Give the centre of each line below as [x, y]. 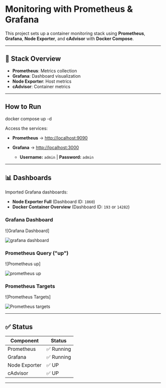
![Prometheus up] [23, 264]
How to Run [23, 107]
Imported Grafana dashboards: [37, 192]
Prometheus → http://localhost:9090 [50, 138]
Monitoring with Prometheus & [69, 9]
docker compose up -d [28, 119]
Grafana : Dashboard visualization [46, 76]
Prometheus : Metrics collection [45, 71]
